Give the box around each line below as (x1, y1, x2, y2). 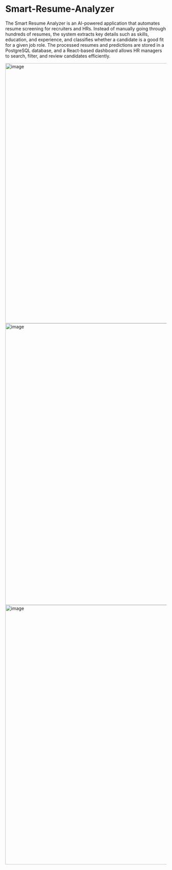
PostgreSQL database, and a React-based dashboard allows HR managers (5, 47, 162, 53)
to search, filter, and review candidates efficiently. (5, 52, 111, 59)
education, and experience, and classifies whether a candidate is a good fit (5, 36, 164, 43)
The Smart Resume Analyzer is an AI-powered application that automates (5, 20, 160, 26)
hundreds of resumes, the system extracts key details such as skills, (5, 31, 149, 37)
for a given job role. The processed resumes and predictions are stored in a (5, 42, 164, 48)
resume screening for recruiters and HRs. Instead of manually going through (5, 25, 166, 31)
